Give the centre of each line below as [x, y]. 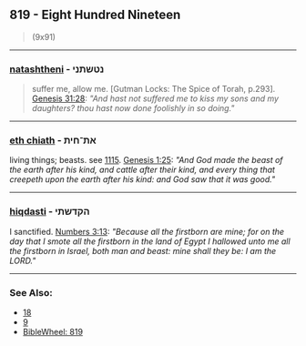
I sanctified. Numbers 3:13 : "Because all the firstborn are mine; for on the [147, 231]
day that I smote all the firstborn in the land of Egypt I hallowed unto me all [150, 241]
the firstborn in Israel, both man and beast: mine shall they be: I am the [143, 250]
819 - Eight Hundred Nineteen [95, 15]
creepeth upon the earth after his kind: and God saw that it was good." [143, 179]
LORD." [23, 260]
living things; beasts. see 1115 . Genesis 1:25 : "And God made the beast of [147, 160]
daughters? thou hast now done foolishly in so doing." [133, 108]
